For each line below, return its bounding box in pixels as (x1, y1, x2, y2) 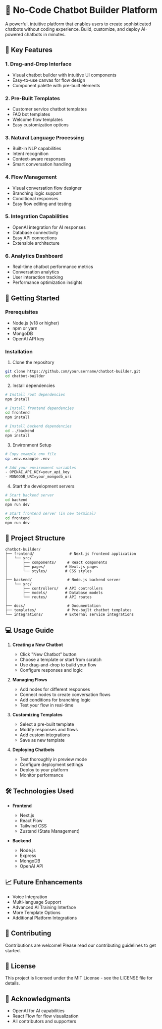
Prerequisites (5, 309, 38, 316)
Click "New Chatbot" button (19, 651, 77, 657)
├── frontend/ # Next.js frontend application (5, 551, 136, 556)
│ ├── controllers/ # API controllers (5, 586, 103, 591)
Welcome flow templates (12, 116, 63, 122)
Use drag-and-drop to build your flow (19, 662, 97, 668)
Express (19, 852, 37, 859)
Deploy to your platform (19, 767, 68, 773)
